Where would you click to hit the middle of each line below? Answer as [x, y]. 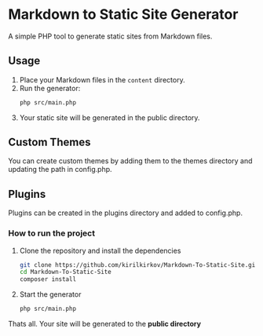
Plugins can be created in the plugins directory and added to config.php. [126, 213]
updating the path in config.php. [60, 170]
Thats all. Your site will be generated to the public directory [105, 324]
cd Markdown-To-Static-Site [65, 272]
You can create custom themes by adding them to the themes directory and [130, 161]
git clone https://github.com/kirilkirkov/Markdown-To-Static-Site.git [139, 265]
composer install [48, 279]
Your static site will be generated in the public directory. [110, 117]
